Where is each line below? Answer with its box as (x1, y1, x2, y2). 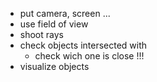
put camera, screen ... (19, 8, 111, 19)
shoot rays (19, 29, 64, 40)
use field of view (19, 18, 89, 30)
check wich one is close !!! (34, 50, 145, 62)
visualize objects (19, 61, 90, 72)
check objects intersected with (19, 39, 148, 51)
